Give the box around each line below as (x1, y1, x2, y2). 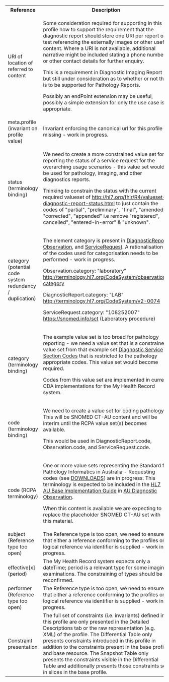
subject (8, 531, 26, 537)
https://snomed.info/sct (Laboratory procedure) (43, 315, 156, 322)
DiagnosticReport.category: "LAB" (43, 291, 124, 298)
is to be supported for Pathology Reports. (43, 82, 141, 88)
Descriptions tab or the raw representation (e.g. (43, 625, 155, 632)
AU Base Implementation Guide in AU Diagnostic (43, 487, 157, 494)
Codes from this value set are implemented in (43, 377, 150, 383)
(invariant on (8, 125, 38, 132)
